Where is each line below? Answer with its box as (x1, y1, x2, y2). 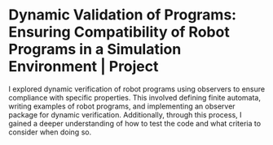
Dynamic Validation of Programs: (8, 6, 237, 24)
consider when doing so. (8, 127, 92, 137)
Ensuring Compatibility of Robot (8, 23, 230, 41)
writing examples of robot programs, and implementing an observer (8, 101, 236, 111)
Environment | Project (8, 58, 159, 76)
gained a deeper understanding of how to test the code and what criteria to (8, 118, 262, 128)
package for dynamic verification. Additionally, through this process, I (8, 109, 242, 119)
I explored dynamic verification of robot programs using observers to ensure (8, 83, 266, 94)
